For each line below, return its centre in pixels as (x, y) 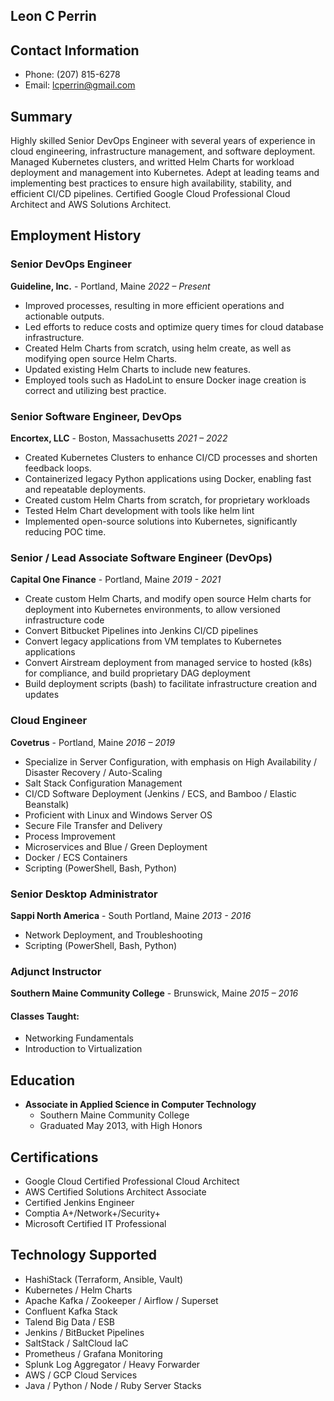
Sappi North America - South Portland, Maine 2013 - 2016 (131, 915)
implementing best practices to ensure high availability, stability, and (151, 183)
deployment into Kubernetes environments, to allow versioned (152, 610)
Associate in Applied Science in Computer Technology (140, 1105)
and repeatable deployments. (85, 489)
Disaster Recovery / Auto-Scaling (93, 772)
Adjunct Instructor (56, 971)
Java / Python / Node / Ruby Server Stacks (113, 1385)
